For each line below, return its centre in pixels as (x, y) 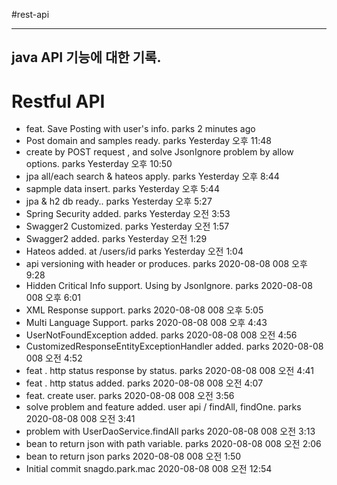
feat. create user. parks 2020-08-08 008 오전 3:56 (130, 396)
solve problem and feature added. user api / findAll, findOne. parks (163, 407)
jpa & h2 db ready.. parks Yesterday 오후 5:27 (119, 201)
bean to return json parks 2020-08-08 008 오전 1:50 (133, 456)
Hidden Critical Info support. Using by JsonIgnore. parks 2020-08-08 (169, 286)
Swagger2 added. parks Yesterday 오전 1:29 (116, 239)
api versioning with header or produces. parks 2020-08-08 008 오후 (166, 264)
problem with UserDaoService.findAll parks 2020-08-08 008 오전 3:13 (170, 431)
